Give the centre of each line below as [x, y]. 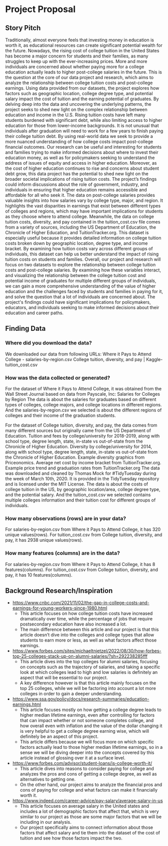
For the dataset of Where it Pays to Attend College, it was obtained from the [83, 388]
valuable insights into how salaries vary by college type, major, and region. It [84, 200]
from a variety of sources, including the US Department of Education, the [81, 227]
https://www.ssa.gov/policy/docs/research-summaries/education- [81, 699]
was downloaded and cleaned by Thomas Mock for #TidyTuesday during [81, 473]
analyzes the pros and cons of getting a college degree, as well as [88, 774]
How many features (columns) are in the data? [63, 553]
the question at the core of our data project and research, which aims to [79, 77]
